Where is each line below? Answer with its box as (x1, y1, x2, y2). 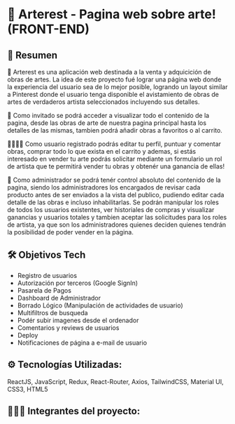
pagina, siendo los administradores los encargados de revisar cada (7, 183, 201, 192)
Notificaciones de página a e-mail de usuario (17, 338, 148, 347)
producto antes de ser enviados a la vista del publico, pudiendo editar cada (7, 191, 225, 199)
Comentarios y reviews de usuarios (17, 323, 120, 332)
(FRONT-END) (7, 21, 90, 37)
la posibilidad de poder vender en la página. (7, 228, 134, 236)
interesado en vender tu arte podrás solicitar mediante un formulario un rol (7, 154, 222, 163)
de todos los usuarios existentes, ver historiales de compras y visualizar (7, 206, 215, 213)
